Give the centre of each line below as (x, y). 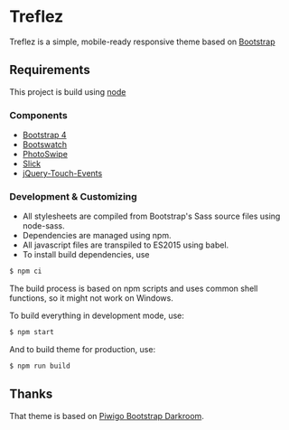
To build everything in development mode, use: (97, 316)
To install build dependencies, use (86, 255)
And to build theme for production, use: (83, 350)
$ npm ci (26, 271)
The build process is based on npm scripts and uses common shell (134, 289)
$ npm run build (40, 366)
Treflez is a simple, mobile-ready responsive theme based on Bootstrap (142, 42)
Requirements (50, 70)
